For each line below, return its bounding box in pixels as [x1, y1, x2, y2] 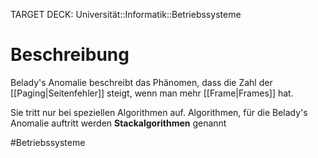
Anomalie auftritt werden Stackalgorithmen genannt [10, 117, 227, 129]
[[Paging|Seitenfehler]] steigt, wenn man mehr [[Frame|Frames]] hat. [10, 87, 294, 99]
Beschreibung [10, 44, 130, 66]
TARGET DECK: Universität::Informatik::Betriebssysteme [10, 9, 242, 20]
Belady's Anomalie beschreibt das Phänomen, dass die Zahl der [10, 76, 273, 88]
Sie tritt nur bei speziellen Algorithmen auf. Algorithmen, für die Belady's [10, 106, 308, 118]
